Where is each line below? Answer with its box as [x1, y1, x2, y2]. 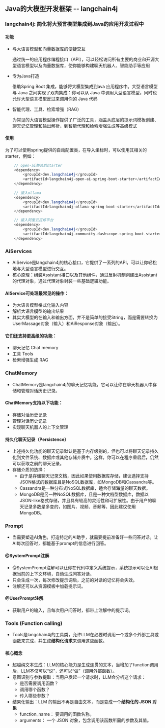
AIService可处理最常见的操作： [5, 290, 69, 296]
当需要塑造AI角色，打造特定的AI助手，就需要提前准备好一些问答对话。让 [12, 534, 159, 540]
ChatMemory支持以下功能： [5, 400, 63, 406]
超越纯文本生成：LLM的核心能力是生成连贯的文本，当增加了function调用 [12, 662, 159, 668]
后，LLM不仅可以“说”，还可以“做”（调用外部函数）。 [12, 668, 117, 674]
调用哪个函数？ [19, 687, 50, 692]
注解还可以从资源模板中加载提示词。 [12, 583, 86, 589]
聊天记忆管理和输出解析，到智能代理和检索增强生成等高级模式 [12, 123, 137, 129]
